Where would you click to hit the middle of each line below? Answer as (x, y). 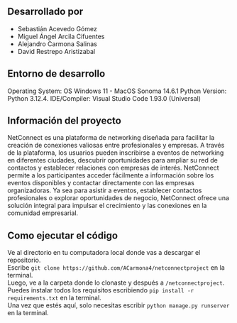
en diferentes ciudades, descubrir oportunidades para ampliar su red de (112, 160)
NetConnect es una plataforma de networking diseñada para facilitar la (111, 138)
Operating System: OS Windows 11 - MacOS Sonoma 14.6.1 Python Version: (117, 91)
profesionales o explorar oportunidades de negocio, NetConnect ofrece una (118, 198)
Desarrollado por (45, 12)
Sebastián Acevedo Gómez (57, 28)
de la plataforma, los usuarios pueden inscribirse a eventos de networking (116, 153)
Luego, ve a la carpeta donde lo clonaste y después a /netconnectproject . (116, 283)
